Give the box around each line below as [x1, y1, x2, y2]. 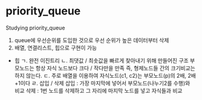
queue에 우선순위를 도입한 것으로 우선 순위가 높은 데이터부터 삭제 [14, 36, 169, 43]
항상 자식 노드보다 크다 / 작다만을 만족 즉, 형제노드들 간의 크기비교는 [35, 64, 196, 72]
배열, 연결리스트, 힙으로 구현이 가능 [14, 44, 97, 51]
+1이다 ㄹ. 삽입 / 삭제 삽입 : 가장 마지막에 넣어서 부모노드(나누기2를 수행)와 [14, 80, 191, 87]
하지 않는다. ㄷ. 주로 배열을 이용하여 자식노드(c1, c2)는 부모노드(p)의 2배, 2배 [14, 72, 196, 79]
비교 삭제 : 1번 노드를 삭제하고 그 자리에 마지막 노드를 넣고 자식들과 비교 [14, 87, 183, 94]
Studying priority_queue [5, 24, 65, 31]
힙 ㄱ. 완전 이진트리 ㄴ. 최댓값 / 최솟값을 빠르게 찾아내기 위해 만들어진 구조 [14, 57, 189, 64]
